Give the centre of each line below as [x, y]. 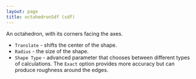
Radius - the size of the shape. [52, 51]
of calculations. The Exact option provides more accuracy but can [95, 63]
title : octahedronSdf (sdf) [41, 17]
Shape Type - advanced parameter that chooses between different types [102, 57]
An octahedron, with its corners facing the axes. [64, 33]
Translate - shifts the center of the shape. [66, 45]
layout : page [22, 11]
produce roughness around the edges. [61, 70]
